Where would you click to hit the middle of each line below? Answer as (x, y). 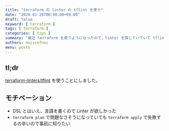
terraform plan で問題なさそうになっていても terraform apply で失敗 (84, 117)
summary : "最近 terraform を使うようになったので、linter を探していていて (78, 38)
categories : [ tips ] (28, 33)
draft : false (19, 19)
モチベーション (29, 98)
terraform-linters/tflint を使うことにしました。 (53, 81)
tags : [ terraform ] (27, 29)
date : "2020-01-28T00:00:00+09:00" (43, 15)
